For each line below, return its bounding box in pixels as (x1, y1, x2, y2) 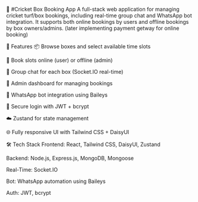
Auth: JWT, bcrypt (6, 189, 52, 196)
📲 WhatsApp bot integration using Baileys (6, 91, 108, 98)
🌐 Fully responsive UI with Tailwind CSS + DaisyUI (6, 129, 130, 135)
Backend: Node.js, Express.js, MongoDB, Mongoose (6, 155, 134, 161)
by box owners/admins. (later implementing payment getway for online (6, 24, 180, 32)
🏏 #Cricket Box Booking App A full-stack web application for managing (6, 6, 180, 13)
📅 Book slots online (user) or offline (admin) (6, 57, 113, 64)
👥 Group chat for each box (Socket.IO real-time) (6, 69, 124, 75)
